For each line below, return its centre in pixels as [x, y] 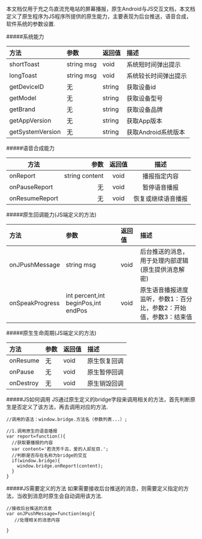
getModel [23, 98]
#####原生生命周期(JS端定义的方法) [51, 333]
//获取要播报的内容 [32, 443]
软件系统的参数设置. [31, 24]
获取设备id [141, 87]
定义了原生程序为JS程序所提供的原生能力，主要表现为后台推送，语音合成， [99, 16]
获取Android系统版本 [156, 132]
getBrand [23, 109]
